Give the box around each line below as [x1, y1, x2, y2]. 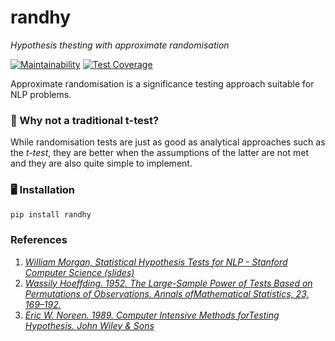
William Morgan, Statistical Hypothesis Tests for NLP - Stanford [24, 256, 288, 268]
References [10, 233, 68, 247]
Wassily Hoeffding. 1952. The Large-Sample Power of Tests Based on [24, 277, 313, 289]
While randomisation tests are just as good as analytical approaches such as [10, 136, 326, 148]
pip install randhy [10, 209, 92, 220]
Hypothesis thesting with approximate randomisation [10, 39, 230, 51]
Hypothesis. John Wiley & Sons [24, 319, 155, 331]
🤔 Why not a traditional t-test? [10, 113, 160, 127]
